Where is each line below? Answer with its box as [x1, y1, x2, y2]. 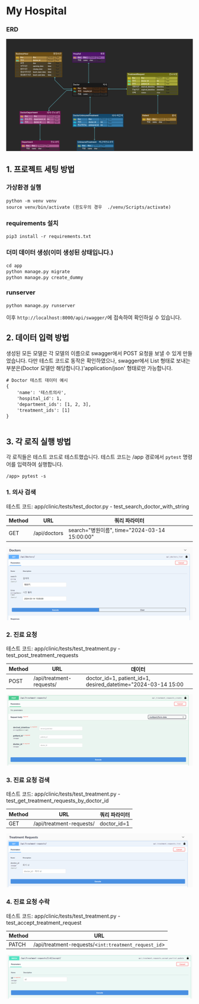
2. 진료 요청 [6, 630, 37, 639]
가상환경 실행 [6, 184, 41, 192]
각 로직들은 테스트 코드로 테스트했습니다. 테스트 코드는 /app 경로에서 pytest [6, 453, 182, 461]
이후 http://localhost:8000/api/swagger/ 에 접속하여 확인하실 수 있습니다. [6, 314, 182, 321]
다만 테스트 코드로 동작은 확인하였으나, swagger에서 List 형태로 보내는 [28, 357, 191, 364]
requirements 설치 [6, 219, 59, 227]
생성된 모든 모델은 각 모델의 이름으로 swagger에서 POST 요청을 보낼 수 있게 [6, 349, 182, 356]
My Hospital [6, 4, 67, 18]
